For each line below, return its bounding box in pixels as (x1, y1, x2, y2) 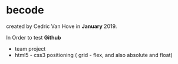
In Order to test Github (6, 34, 61, 41)
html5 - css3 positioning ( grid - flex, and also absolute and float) (14, 51, 173, 58)
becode (6, 3, 44, 17)
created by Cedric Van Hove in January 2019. (6, 23, 117, 30)
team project (14, 45, 46, 52)
